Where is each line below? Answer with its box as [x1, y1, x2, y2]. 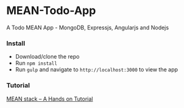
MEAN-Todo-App [6, 4, 96, 18]
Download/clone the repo [15, 53, 80, 60]
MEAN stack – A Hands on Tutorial [6, 95, 93, 103]
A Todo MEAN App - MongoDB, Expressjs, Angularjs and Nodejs [6, 24, 169, 31]
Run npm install [15, 59, 58, 67]
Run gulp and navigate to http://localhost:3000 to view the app [15, 66, 178, 73]
